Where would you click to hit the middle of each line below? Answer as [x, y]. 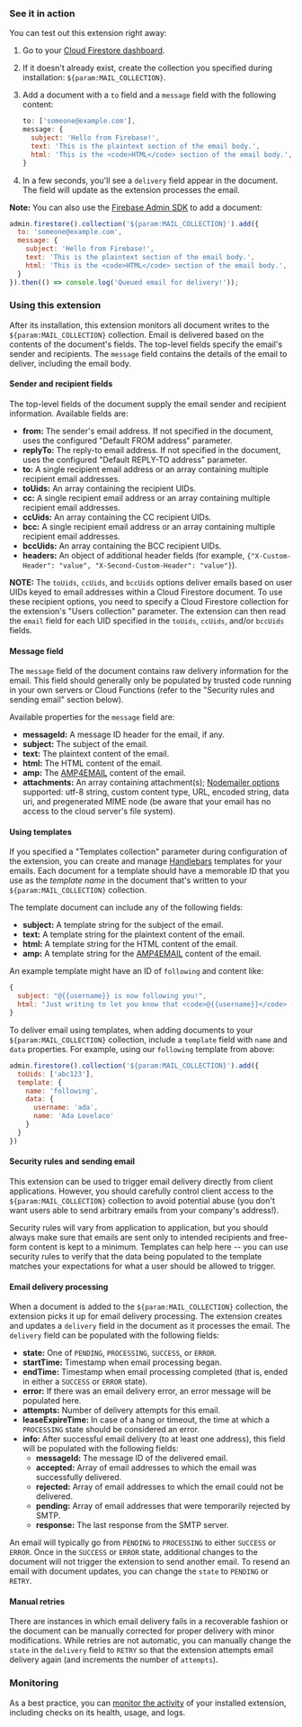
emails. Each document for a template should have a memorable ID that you [150, 871]
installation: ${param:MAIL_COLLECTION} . [94, 77]
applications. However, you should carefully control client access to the [142, 1191]
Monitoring [34, 1683]
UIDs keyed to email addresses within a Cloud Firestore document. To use [146, 592]
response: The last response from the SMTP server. [132, 1525]
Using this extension [55, 305]
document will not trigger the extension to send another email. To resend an [150, 1562]
